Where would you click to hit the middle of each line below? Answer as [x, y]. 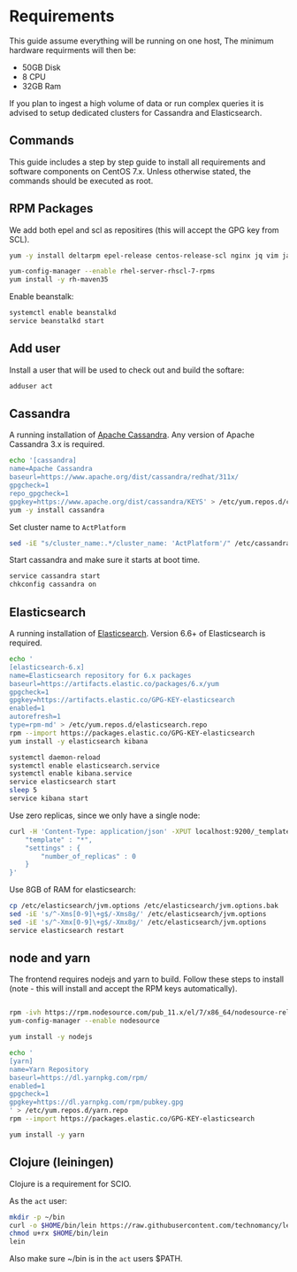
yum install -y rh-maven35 [59, 280]
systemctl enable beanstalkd [63, 313]
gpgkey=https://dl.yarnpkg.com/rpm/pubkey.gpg [96, 1102]
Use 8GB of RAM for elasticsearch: [72, 890]
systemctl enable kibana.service [71, 774]
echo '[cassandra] [43, 461]
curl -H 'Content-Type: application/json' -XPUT [100, 831]
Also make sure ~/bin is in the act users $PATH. [96, 1259]
